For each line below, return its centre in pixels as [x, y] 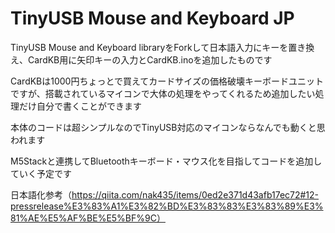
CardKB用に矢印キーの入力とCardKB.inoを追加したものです [150, 59]
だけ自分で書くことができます [80, 106]
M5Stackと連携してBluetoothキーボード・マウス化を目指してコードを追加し [166, 161]
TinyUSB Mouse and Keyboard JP [152, 18]
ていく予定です [41, 173]
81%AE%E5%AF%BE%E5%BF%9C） [88, 218]
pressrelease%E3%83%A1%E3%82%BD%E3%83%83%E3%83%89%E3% [167, 206]
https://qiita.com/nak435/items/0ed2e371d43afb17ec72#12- [195, 194]
